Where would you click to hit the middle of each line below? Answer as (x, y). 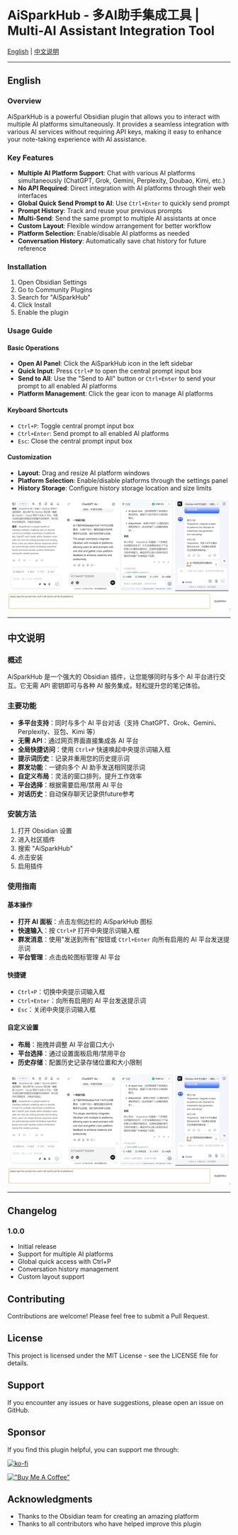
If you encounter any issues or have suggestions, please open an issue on (115, 1402)
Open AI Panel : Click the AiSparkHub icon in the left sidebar (105, 364)
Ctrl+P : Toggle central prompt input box (76, 426)
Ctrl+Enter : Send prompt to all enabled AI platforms (93, 433)
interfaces (32, 195)
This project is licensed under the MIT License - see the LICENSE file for (113, 1355)
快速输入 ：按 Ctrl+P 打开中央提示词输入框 (79, 931)
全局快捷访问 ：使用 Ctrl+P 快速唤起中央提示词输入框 (94, 749)
